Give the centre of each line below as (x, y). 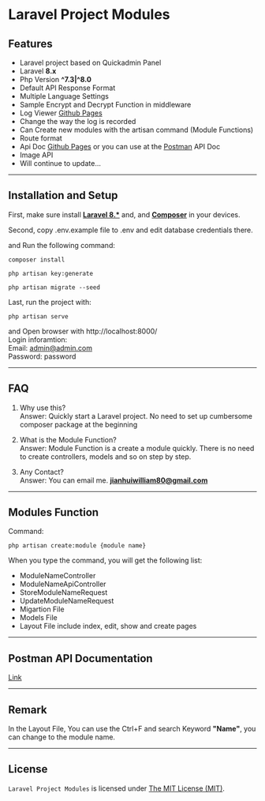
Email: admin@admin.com (50, 348)
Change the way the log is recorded (78, 121)
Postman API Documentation (80, 658)
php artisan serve (38, 316)
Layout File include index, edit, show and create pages (108, 626)
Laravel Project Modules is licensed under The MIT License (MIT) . (116, 788)
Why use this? (43, 408)
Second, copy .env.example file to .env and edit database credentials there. (131, 230)
